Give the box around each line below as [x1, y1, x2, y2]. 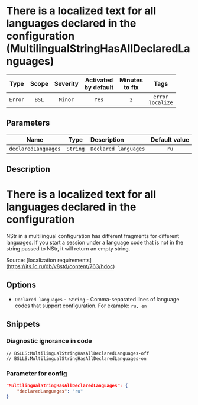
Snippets [6, 319, 40, 329]
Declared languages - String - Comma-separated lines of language [14, 295, 180, 303]
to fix [124, 83, 139, 91]
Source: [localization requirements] [6, 256, 92, 264]
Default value [150, 135, 190, 143]
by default [84, 83, 114, 91]
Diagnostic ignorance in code [6, 337, 92, 345]
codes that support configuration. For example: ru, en [14, 302, 147, 309]
